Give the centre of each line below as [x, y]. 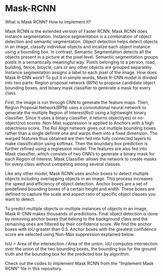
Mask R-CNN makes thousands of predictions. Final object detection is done [81, 214]
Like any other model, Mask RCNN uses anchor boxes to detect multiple [77, 173]
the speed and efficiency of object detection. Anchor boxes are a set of [76, 184]
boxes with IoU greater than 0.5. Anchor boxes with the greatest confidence [81, 229]
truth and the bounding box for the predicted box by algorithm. [67, 254]
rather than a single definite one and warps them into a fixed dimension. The [81, 133]
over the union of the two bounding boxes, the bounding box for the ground [81, 249]
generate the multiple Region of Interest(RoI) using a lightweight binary [76, 112]
